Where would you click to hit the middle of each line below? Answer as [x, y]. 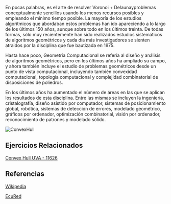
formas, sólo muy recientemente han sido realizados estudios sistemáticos [84, 35]
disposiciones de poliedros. [34, 82]
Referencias [25, 174]
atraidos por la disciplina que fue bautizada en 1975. [60, 45]
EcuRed [14, 196]
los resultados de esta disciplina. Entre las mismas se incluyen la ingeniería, [85, 98]
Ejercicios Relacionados [44, 145]
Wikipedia [16, 186]
